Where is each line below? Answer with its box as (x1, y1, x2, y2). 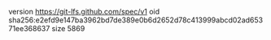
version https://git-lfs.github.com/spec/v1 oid (8, 7, 160, 16)
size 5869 (51, 24, 85, 33)
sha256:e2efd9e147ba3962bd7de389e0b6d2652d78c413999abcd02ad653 (8, 15, 263, 25)
